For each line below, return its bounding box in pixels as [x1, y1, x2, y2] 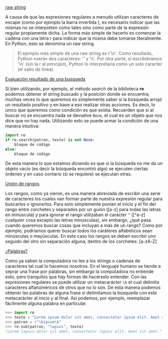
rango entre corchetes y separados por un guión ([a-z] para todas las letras [5, 207, 161, 213]
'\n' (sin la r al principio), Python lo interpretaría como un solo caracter [17, 61, 162, 67]
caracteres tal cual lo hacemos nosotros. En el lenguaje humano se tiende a [5, 263, 161, 269]
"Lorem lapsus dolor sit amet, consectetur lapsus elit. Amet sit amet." [5, 328, 162, 334]
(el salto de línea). [17, 66, 54, 72]
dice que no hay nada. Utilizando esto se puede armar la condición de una [5, 118, 158, 123]
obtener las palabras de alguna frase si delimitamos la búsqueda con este [5, 290, 157, 296]
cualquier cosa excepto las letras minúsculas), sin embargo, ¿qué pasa [5, 217, 151, 223]
